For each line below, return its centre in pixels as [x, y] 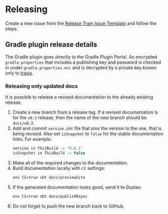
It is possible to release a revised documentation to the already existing [79, 97]
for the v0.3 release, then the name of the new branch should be [79, 118]
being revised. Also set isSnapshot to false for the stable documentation [88, 134]
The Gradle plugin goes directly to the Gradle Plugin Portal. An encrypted [81, 57]
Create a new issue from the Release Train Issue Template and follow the [81, 23]
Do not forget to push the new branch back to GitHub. [68, 206]
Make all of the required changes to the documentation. [70, 162]
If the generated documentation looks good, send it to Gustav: [77, 187]
